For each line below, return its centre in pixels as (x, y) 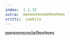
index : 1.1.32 (21, 10)
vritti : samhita (23, 19)
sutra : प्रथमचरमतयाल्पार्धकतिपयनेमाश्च (35, 14)
